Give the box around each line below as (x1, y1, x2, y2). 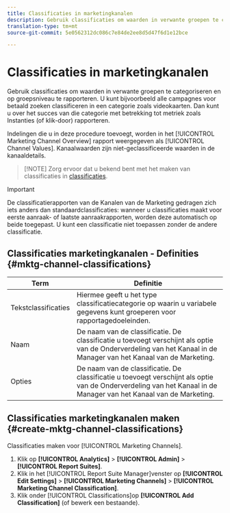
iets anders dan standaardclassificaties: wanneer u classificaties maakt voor (7, 206, 222, 214)
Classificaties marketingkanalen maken (7, 412, 180, 425)
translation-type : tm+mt (7, 23, 78, 29)
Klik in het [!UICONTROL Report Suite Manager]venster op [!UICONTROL (16, 469, 223, 477)
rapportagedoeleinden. (76, 316, 151, 325)
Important (7, 186, 35, 194)
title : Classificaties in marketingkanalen (7, 10, 133, 17)
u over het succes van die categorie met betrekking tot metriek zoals (7, 109, 201, 117)
